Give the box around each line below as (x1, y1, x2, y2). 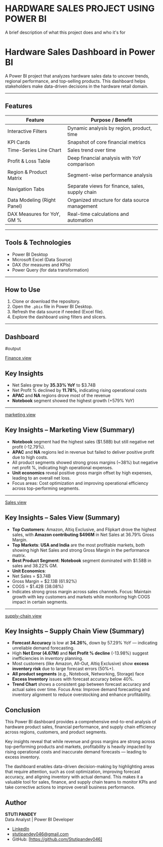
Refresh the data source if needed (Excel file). (12, 309, 104, 315)
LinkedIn (12, 826, 30, 831)
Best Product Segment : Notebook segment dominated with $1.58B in (12, 558, 151, 563)
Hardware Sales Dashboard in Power (5, 47, 155, 58)
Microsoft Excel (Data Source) (12, 256, 72, 262)
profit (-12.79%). (12, 444, 45, 450)
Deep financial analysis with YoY (67, 154, 142, 161)
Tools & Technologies (5, 238, 71, 247)
